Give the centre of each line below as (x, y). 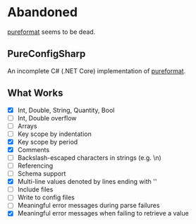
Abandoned (43, 12)
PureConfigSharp (47, 54)
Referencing (35, 166)
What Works (35, 93)
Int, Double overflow (47, 118)
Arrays (27, 126)
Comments (33, 149)
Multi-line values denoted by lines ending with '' (87, 182)
